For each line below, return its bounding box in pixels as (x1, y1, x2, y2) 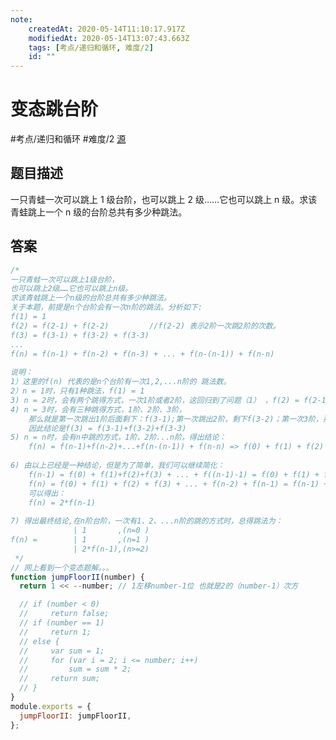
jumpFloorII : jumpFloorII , (19, 711, 132, 721)
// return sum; (19, 674, 101, 684)
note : (10, 14, 33, 25)
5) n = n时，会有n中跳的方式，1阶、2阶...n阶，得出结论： (10, 432, 227, 443)
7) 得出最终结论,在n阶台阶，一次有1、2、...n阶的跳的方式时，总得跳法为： (10, 516, 283, 526)
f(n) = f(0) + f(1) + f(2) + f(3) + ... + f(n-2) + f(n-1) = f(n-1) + (28, 479, 329, 489)
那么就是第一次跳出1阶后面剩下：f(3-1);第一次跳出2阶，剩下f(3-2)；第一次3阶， (28, 414, 323, 424)
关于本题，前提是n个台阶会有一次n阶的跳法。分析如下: (10, 302, 203, 313)
